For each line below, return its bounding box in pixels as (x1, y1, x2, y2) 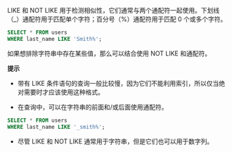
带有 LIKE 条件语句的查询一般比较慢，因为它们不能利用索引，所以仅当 (17, 79, 219, 87)
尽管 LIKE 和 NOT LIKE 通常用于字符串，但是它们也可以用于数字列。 (17, 137, 214, 146)
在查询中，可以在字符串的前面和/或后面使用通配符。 (17, 103, 168, 111)
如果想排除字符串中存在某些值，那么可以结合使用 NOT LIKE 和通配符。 (7, 49, 212, 58)
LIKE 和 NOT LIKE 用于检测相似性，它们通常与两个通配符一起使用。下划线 (7, 6, 220, 14)
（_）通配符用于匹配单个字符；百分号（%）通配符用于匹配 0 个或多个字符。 (7, 15, 227, 23)
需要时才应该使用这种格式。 (23, 87, 104, 96)
